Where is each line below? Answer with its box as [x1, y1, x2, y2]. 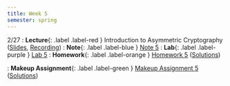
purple [7, 50, 26, 59]
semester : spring [7, 17, 57, 24]
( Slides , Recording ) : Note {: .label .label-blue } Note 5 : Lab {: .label [7, 43, 197, 51]
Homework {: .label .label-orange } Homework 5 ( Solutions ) [52, 50, 221, 59]
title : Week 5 [7, 10, 48, 17]
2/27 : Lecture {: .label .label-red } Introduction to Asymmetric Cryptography [7, 35, 223, 44]
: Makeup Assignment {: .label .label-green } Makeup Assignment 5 [7, 64, 199, 72]
